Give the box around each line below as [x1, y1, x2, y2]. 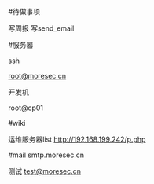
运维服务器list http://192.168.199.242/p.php [8, 134, 146, 144]
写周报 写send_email [8, 24, 75, 33]
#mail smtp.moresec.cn [8, 150, 85, 160]
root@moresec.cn [8, 72, 67, 80]
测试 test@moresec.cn [8, 167, 81, 175]
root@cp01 [8, 103, 44, 112]
